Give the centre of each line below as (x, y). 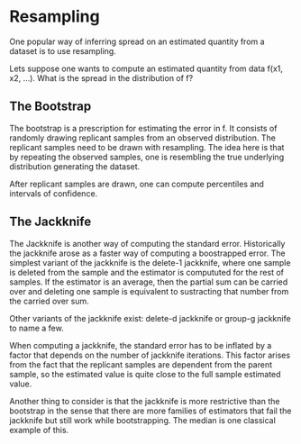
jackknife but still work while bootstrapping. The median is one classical (143, 420)
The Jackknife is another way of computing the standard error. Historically (147, 243)
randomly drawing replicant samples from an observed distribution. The (143, 138)
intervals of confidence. (54, 193)
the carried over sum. (49, 301)
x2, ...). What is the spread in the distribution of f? (101, 77)
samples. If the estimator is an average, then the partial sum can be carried (149, 282)
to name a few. (37, 328)
